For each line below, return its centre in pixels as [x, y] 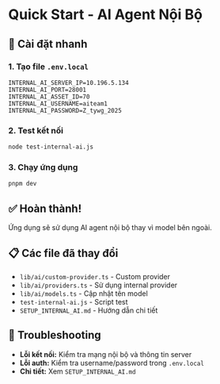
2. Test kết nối [36, 130]
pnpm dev [23, 184]
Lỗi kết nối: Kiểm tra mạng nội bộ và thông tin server [106, 354]
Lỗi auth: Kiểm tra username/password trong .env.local [112, 363]
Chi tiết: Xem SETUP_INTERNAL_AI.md [78, 371]
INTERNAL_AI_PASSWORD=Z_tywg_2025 [65, 110]
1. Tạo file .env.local [48, 67]
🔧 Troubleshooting [55, 335]
